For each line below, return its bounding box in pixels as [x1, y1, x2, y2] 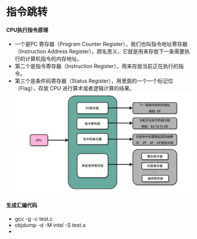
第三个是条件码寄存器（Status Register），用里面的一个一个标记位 [14, 77, 173, 84]
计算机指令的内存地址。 [25, 55, 83, 63]
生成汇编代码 [6, 202, 37, 209]
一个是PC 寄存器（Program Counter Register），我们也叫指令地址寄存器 [14, 41, 188, 48]
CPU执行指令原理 [6, 26, 48, 33]
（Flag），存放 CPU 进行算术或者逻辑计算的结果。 [14, 85, 135, 92]
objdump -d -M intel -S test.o [14, 221, 86, 228]
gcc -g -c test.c [14, 215, 53, 222]
